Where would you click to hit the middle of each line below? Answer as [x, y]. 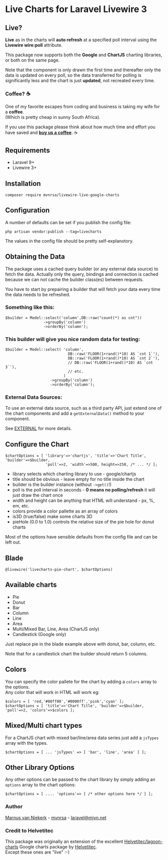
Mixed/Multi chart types [44, 726]
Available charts [31, 585]
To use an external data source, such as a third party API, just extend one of [83, 408]
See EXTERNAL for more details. [38, 428]
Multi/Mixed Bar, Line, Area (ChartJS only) [56, 629]
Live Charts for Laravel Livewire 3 [76, 9]
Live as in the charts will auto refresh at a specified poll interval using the [81, 40]
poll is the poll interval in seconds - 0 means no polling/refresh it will [84, 490]
